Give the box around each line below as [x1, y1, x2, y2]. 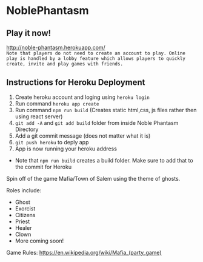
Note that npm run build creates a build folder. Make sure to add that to [15, 156, 193, 164]
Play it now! [6, 28, 52, 38]
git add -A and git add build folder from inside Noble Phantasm [15, 119, 179, 126]
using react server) [15, 113, 63, 120]
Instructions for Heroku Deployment [6, 77, 145, 88]
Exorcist [15, 204, 36, 212]
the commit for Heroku [15, 163, 72, 170]
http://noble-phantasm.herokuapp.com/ [6, 44, 106, 51]
